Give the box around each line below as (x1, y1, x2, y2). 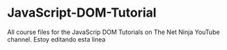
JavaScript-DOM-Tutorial (7, 5, 157, 21)
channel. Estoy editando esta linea (7, 35, 106, 43)
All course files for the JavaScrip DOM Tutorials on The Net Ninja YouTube (7, 28, 221, 36)
